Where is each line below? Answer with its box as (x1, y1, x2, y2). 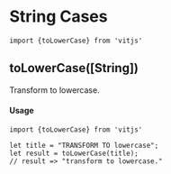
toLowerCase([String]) (9, 60, 139, 76)
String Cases (9, 6, 108, 27)
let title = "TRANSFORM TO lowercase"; (9, 141, 159, 150)
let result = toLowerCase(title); (9, 149, 139, 158)
